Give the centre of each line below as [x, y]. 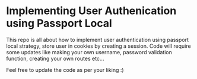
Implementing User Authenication [91, 11]
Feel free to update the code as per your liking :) [65, 70]
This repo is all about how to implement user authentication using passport [97, 39]
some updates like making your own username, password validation [89, 52]
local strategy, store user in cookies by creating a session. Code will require [99, 46]
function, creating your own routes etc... [55, 58]
